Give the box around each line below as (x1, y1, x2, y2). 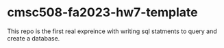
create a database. (7, 34, 60, 42)
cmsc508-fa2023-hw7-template (7, 5, 198, 20)
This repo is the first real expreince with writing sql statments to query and (7, 27, 217, 35)
